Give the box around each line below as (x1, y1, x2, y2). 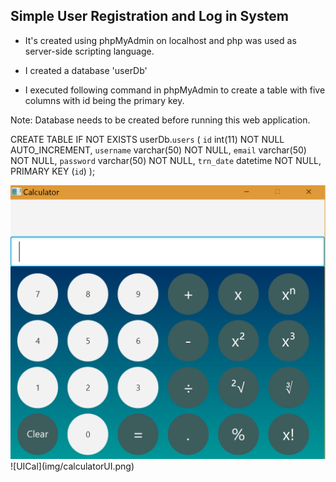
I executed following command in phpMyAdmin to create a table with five (24, 84, 326, 96)
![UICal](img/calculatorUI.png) (10, 460, 135, 472)
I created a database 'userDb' (24, 64, 148, 76)
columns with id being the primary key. (24, 94, 185, 106)
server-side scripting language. (24, 45, 155, 57)
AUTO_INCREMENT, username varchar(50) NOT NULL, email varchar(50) (10, 144, 307, 156)
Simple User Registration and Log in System (10, 8, 289, 25)
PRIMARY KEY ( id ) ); (10, 165, 96, 177)
